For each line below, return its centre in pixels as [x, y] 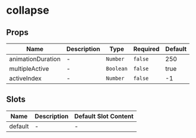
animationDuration [35, 59]
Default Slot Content [104, 116]
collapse [28, 10]
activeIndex [25, 78]
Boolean [117, 69]
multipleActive [29, 69]
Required [146, 49]
